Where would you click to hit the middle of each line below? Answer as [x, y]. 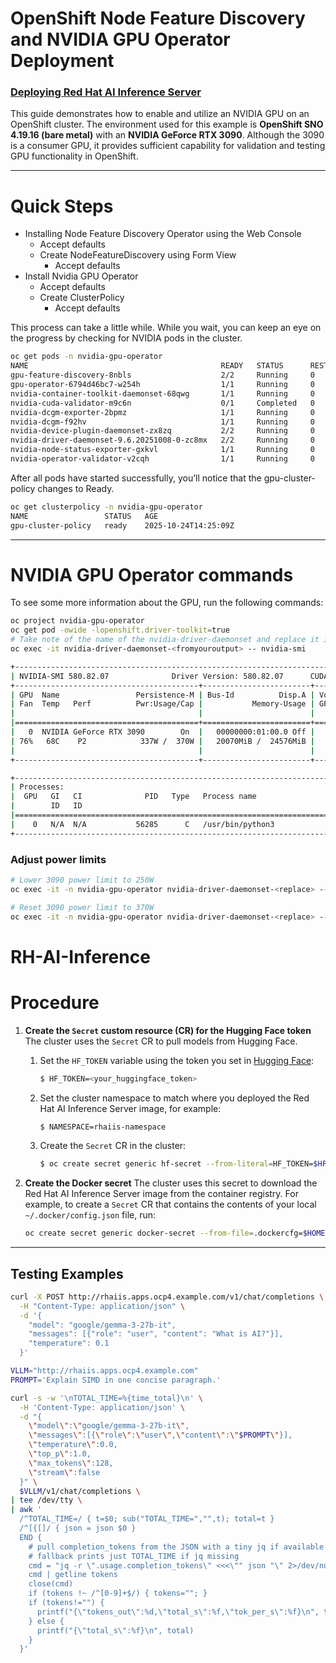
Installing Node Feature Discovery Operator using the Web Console [163, 234]
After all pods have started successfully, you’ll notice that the [136, 478]
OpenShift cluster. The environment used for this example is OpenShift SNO [167, 124]
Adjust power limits [58, 859]
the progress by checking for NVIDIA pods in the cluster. [126, 338]
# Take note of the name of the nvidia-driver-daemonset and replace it [165, 640]
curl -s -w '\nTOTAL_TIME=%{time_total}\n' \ [106, 1398]
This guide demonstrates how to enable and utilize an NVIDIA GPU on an [160, 114]
